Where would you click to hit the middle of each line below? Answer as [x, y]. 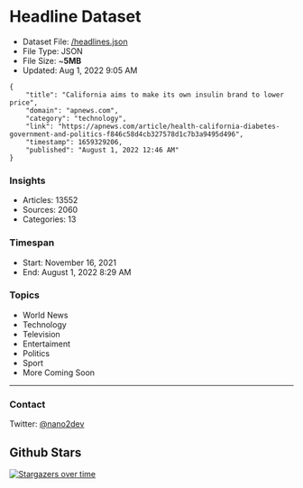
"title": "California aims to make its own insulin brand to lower [155, 95]
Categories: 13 [49, 219]
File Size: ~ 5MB [52, 60]
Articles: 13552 [50, 200]
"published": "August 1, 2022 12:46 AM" [102, 150]
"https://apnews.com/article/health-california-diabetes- [169, 126]
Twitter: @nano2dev [47, 424]
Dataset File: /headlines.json [75, 41]
